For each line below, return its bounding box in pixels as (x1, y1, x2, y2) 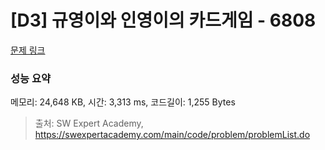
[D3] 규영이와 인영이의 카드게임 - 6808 (10, 9, 317, 32)
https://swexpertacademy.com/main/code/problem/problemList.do (34, 129, 311, 141)
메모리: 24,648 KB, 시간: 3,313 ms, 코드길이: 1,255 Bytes (10, 96, 236, 108)
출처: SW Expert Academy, (34, 117, 144, 130)
